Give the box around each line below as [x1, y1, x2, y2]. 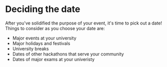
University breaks [12, 45, 49, 51]
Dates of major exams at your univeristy [12, 56, 95, 62]
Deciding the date [5, 3, 80, 15]
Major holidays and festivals [12, 40, 70, 46]
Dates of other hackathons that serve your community [12, 51, 124, 57]
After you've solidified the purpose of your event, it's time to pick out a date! [5, 20, 162, 26]
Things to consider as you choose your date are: [5, 25, 105, 31]
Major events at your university [12, 35, 76, 41]
